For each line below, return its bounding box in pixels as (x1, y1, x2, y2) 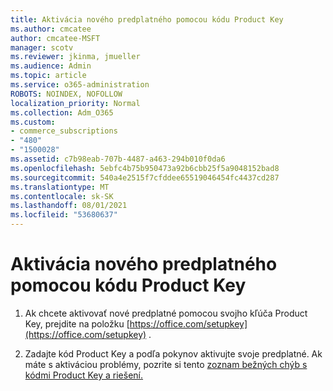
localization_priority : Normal (10, 98, 141, 108)
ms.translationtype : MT (10, 182, 110, 192)
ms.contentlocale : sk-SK (10, 191, 114, 201)
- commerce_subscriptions (10, 126, 118, 136)
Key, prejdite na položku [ (24, 317, 130, 330)
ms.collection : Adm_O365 (10, 107, 114, 118)
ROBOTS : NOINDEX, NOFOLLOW (10, 89, 123, 99)
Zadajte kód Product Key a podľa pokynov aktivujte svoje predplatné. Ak (24, 347, 323, 360)
